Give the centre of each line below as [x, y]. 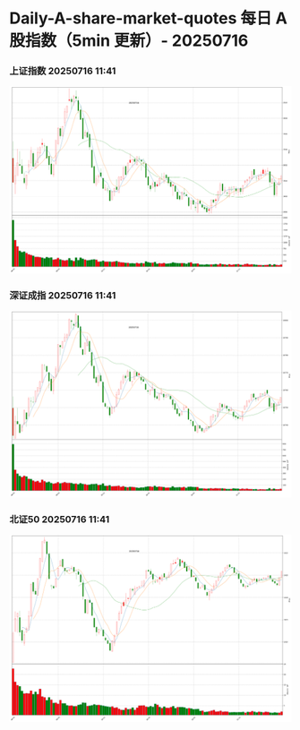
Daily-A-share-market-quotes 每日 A [149, 18]
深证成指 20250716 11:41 [63, 295]
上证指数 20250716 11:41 [63, 71]
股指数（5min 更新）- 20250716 [129, 41]
